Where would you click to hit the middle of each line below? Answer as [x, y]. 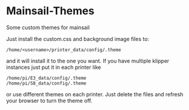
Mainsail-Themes [50, 11]
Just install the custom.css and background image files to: [78, 39]
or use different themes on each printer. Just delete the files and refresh [95, 94]
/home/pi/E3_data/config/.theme [46, 78]
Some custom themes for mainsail [48, 27]
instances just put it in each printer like [54, 67]
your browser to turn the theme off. [49, 100]
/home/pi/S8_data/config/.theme [46, 83]
